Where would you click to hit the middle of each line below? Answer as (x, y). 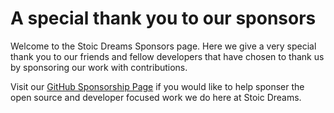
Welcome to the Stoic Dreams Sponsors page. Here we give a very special (163, 46)
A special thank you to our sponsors (163, 18)
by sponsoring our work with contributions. (99, 67)
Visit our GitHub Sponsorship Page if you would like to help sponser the (157, 86)
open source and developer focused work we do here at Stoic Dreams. (156, 97)
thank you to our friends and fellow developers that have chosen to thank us (167, 56)
